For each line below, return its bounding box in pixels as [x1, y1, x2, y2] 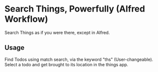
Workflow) [4, 14, 48, 25]
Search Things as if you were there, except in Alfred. [4, 29, 110, 35]
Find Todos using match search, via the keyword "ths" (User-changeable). [4, 57, 154, 62]
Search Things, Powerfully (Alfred [4, 3, 145, 14]
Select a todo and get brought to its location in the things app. [4, 61, 128, 67]
